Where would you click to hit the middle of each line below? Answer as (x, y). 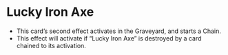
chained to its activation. (51, 45)
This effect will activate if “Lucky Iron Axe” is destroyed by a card (109, 38)
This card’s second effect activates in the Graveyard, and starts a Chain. (119, 31)
